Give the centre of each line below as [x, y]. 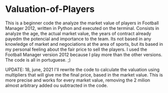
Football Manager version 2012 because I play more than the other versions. [84, 54]
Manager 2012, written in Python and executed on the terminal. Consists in [82, 28]
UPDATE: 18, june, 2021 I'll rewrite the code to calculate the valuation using [82, 69]
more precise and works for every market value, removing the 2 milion [78, 80]
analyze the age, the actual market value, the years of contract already [78, 33]
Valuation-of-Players [50, 9]
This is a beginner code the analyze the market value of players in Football [82, 23]
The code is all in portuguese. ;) [38, 60]
